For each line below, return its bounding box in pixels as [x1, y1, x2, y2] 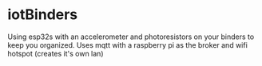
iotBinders [7, 6, 78, 24]
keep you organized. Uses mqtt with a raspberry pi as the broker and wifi [7, 40, 248, 49]
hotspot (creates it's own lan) [7, 49, 105, 58]
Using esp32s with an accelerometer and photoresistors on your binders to [7, 32, 255, 41]
